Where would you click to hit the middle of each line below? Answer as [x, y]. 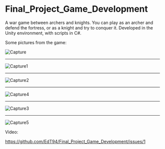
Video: [12, 132]
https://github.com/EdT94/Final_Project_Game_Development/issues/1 [75, 141]
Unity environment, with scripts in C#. [43, 33]
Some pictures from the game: [36, 42]
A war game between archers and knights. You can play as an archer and [79, 23]
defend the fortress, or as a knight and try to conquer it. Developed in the [79, 27]
